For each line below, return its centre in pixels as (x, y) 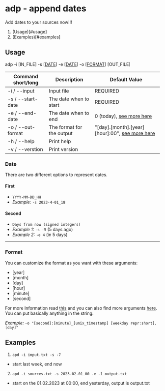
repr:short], (144, 323)
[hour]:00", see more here (125, 133)
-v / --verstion (25, 149)
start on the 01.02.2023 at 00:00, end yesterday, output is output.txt (81, 383)
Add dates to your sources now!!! (39, 22)
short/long (26, 83)
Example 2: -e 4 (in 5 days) (40, 235)
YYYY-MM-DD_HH (27, 197)
